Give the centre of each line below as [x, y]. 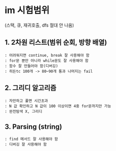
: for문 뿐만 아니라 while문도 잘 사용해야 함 [46, 61]
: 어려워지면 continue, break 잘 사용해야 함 [47, 55]
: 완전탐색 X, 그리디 [23, 111]
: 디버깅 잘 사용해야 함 [26, 144]
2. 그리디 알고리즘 [30, 88]
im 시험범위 [27, 10]
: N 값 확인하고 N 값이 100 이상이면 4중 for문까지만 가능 [58, 106]
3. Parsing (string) [33, 127]
